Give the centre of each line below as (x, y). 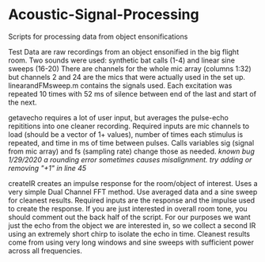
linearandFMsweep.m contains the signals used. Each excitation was (120, 85)
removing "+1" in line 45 (47, 168)
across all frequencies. (45, 250)
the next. (23, 102)
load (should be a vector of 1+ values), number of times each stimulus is (126, 134)
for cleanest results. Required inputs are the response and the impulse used (132, 200)
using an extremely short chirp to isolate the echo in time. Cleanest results (129, 234)
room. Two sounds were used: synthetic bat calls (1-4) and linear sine (122, 60)
